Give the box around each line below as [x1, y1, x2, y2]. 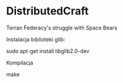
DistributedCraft [6, 4, 89, 18]
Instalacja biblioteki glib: [6, 35, 66, 43]
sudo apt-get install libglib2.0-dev [6, 47, 90, 55]
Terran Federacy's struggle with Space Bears [6, 24, 118, 31]
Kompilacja [6, 59, 33, 66]
